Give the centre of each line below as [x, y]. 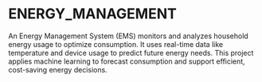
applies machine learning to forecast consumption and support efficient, [127, 61]
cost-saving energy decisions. [58, 69]
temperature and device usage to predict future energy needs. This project [131, 53]
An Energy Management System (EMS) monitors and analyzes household [128, 36]
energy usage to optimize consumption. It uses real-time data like [116, 44]
